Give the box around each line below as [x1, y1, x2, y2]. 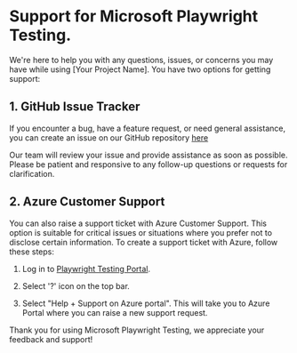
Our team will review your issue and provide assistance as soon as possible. [9, 149, 288, 160]
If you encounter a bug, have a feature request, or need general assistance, [9, 123, 286, 133]
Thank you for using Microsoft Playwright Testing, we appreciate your [9, 325, 265, 335]
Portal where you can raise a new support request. [21, 307, 208, 317]
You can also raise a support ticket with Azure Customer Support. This [9, 218, 268, 229]
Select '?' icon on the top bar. [21, 280, 131, 291]
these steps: [9, 246, 55, 257]
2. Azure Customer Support [9, 194, 165, 210]
